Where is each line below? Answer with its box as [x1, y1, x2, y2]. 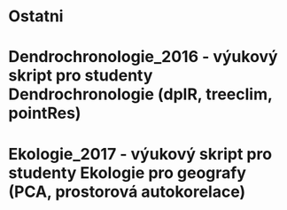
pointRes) [8, 104, 81, 123]
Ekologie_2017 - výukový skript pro [8, 144, 272, 164]
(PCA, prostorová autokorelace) [8, 182, 246, 201]
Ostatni [8, 6, 64, 27]
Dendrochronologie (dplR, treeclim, [8, 84, 273, 105]
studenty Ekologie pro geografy [8, 162, 247, 183]
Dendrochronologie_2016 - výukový [8, 47, 278, 67]
